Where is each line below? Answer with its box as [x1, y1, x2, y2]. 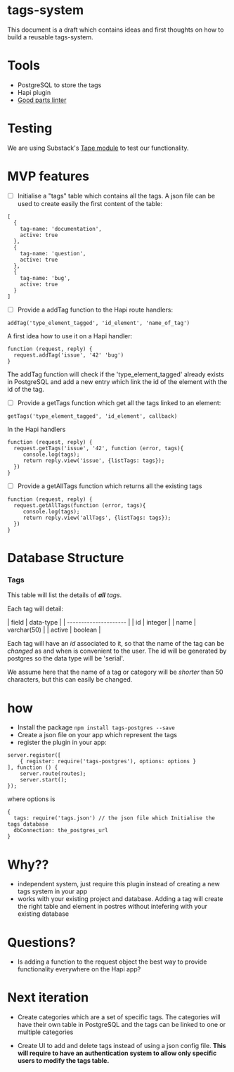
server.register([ [7, 752, 61, 759]
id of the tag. [7, 385, 44, 393]
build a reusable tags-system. [7, 32, 93, 41]
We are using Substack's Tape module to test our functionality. [7, 143, 189, 152]
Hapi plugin [17, 88, 51, 96]
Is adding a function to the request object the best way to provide [17, 957, 207, 966]
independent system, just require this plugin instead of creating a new [17, 880, 220, 888]
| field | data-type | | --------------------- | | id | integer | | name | [7, 618, 197, 627]
